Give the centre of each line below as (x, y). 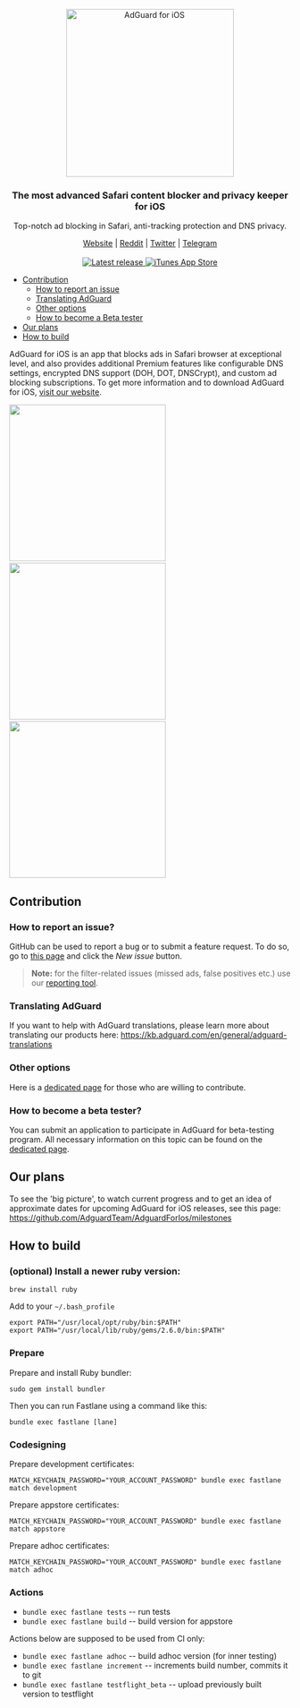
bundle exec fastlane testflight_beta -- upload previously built (142, 1685)
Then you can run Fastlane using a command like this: (108, 1405)
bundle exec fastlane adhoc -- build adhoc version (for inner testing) (149, 1656)
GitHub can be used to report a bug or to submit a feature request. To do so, (150, 946)
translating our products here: (64, 1035)
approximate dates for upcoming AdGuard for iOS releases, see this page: (145, 1208)
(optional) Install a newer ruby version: (95, 1271)
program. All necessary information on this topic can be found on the (136, 1139)
